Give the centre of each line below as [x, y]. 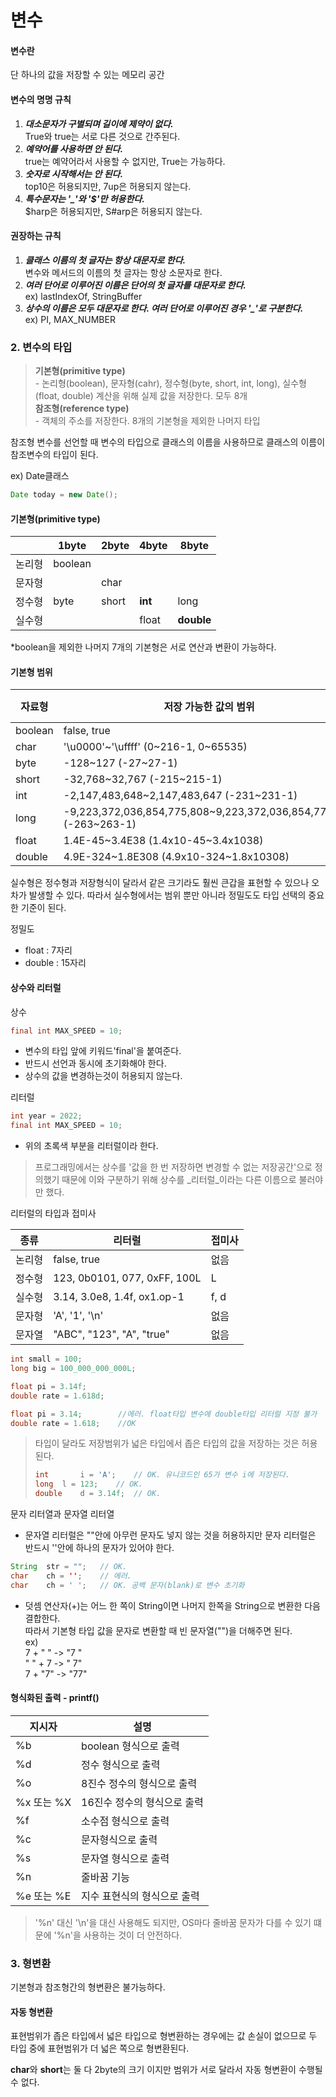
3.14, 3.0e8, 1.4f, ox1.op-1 [119, 1297]
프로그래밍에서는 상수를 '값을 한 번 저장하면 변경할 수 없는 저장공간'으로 [173, 1167]
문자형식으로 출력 [119, 1839]
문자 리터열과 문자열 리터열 [62, 1514]
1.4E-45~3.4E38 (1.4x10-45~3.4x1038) [163, 841]
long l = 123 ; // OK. [88, 1484]
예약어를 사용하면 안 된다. [74, 148]
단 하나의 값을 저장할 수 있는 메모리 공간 [87, 75]
